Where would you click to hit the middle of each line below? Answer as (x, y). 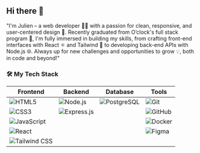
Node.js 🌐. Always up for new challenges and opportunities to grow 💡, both (100, 51)
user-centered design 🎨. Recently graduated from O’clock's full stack (92, 32)
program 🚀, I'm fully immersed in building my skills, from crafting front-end (99, 38)
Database (120, 92)
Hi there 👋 (25, 11)
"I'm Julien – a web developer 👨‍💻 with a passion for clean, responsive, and (99, 25)
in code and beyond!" (33, 58)
